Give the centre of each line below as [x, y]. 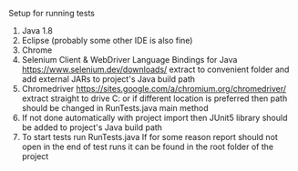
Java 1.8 [37, 30]
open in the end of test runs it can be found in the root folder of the [148, 146]
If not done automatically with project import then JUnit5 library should [154, 118]
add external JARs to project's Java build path [108, 79]
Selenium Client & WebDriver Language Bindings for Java [129, 60]
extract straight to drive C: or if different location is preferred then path [154, 98]
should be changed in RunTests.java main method [115, 108]
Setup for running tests [51, 13]
